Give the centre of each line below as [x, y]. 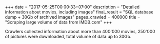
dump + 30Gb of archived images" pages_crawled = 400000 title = [73, 17]
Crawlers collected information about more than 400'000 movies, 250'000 [80, 31]
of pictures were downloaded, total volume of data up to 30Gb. [68, 36]
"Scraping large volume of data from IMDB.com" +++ [59, 22]
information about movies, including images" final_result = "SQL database [79, 12]
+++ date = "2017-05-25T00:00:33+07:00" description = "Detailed [72, 7]
